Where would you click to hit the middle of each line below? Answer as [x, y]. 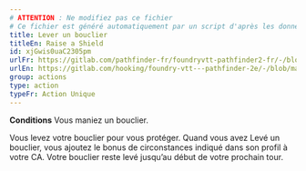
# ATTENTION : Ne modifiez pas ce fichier [91, 18]
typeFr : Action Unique [52, 94]
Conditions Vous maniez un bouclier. [79, 120]
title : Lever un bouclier [58, 35]
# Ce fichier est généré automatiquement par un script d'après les [142, 26]
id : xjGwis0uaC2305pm [51, 52]
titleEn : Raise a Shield [56, 43]
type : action [34, 85]
